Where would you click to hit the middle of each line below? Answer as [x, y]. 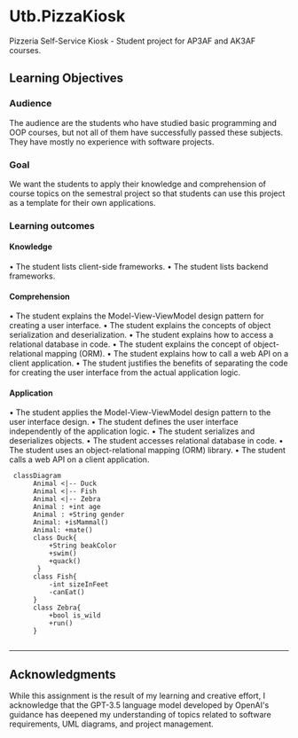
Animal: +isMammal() [71, 522]
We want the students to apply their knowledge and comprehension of [138, 184]
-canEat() [67, 593]
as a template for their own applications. [82, 202]
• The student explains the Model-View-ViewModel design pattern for [137, 316]
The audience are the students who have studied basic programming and [143, 122]
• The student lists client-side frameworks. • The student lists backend [139, 267]
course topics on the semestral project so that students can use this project [147, 193]
